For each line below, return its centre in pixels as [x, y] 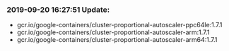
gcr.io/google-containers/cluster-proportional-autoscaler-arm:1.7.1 [113, 32]
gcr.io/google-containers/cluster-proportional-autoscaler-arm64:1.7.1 [117, 40]
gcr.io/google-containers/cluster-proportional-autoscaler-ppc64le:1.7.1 [119, 25]
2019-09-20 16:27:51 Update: [58, 10]
